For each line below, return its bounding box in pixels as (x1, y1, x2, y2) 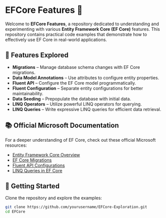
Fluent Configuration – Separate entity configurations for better (12, 85, 143, 91)
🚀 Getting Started (5, 182, 60, 190)
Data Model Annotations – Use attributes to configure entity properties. (12, 74, 160, 81)
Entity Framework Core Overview (12, 152, 80, 158)
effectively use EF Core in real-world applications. (5, 37, 108, 43)
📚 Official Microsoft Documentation (5, 121, 119, 130)
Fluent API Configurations (12, 162, 65, 168)
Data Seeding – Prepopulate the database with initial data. (12, 96, 131, 102)
